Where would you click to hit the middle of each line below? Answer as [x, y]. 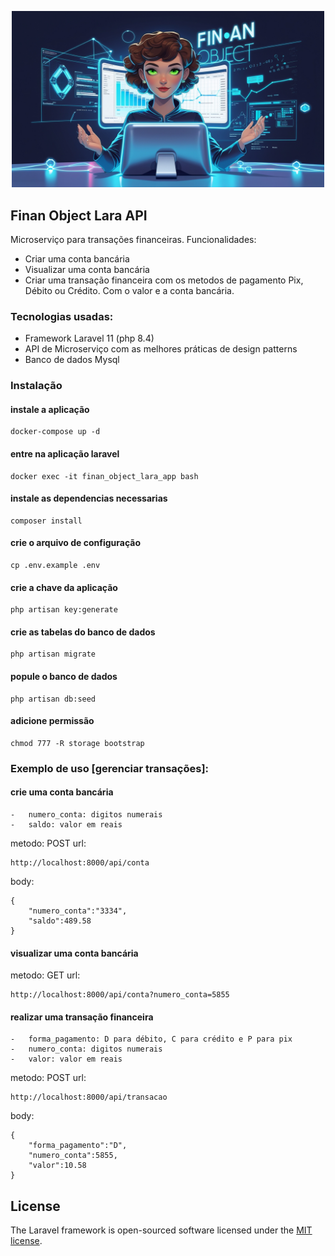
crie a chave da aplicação [64, 587]
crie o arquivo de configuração [76, 543]
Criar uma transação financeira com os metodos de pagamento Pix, [164, 280]
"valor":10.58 [57, 1166]
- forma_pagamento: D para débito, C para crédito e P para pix [151, 1039]
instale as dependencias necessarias [89, 498]
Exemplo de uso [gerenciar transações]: [110, 768]
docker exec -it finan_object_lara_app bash [104, 476]
